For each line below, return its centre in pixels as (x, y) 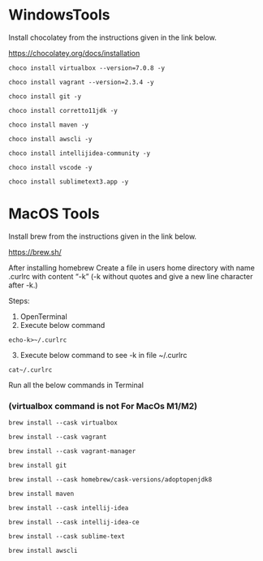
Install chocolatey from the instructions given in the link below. (112, 37)
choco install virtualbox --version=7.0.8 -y (86, 68)
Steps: (19, 300)
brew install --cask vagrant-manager (72, 451)
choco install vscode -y (50, 167)
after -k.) (23, 285)
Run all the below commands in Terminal (76, 385)
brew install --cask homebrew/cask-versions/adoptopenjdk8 (110, 480)
